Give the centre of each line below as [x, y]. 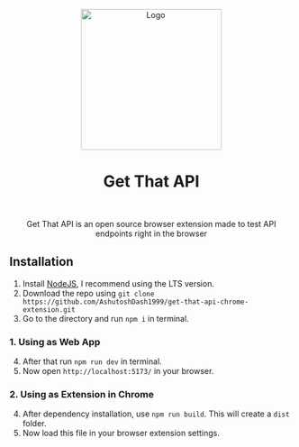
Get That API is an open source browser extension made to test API [151, 223]
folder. [34, 424]
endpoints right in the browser [151, 233]
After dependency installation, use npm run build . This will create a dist [156, 414]
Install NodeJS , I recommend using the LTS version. [118, 283]
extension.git [49, 310]
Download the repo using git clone [88, 293]
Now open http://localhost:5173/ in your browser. [118, 371]
